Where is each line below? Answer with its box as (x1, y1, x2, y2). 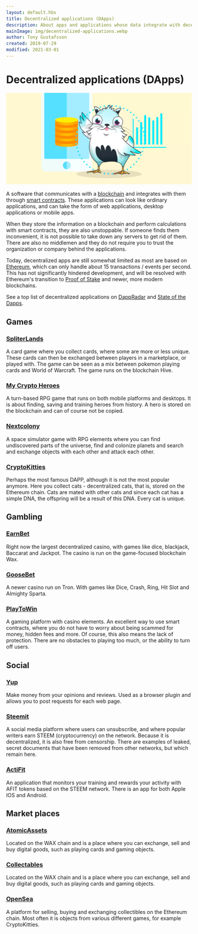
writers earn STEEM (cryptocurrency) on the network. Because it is (6, 732, 169, 739)
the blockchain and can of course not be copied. (6, 407, 124, 415)
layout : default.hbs (6, 9, 57, 15)
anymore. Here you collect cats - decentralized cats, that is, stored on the (6, 482, 185, 489)
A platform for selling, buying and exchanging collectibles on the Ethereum (6, 908, 187, 915)
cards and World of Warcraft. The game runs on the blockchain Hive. (6, 367, 173, 374)
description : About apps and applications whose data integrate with (6, 22, 181, 28)
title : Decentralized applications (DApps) (6, 15, 115, 22)
